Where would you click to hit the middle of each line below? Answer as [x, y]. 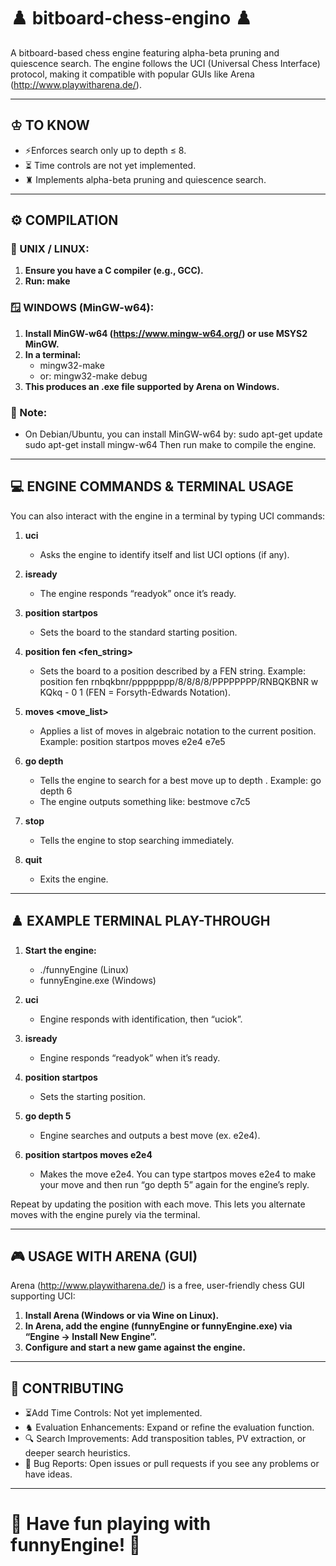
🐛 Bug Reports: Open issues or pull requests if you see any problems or [172, 1464]
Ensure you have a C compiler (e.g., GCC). [114, 271]
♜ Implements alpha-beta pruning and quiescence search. [145, 179]
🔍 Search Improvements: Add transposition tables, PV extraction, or [165, 1439]
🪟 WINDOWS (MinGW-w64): [82, 308]
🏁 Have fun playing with [111, 1524]
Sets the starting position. [93, 1096]
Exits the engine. [74, 879]
